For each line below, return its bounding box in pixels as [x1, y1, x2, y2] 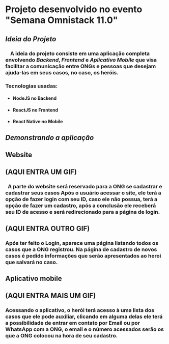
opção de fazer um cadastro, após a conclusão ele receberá [5, 202, 156, 209]
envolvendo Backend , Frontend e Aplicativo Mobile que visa [5, 56, 157, 63]
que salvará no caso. [5, 259, 58, 266]
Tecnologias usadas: [5, 82, 58, 90]
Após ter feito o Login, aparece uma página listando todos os [5, 239, 159, 246]
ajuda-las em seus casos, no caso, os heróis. [5, 69, 119, 76]
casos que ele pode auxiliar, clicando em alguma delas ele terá [5, 313, 163, 320]
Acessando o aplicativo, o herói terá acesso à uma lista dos [5, 307, 154, 314]
